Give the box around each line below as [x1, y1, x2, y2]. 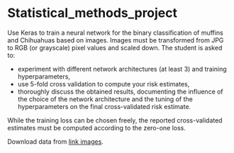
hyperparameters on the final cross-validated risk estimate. [17, 102, 191, 110]
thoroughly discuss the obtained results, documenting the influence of [17, 87, 223, 96]
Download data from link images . [7, 137, 104, 146]
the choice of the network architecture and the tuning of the [17, 94, 193, 103]
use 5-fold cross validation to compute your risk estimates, [17, 79, 190, 88]
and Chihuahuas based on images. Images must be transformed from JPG [7, 35, 224, 44]
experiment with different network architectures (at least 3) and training [17, 64, 227, 73]
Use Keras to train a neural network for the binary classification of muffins [7, 28, 223, 37]
